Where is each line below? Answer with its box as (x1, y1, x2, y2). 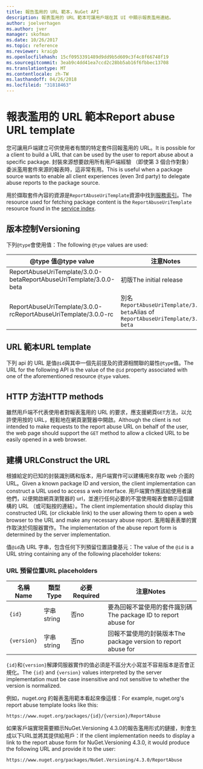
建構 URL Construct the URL (6, 455, 111, 465)
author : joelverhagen (6, 20, 61, 26)
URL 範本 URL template (6, 342, 92, 352)
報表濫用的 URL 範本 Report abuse (6, 110, 175, 124)
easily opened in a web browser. (6, 436, 87, 443)
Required (72, 591, 100, 600)
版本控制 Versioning (6, 224, 80, 234)
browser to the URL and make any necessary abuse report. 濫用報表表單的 (6, 516, 192, 524)
